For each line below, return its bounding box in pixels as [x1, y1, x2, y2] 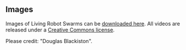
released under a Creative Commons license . [5, 26, 115, 33]
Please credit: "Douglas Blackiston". [5, 37, 92, 44]
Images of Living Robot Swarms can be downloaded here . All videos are [5, 20, 181, 27]
